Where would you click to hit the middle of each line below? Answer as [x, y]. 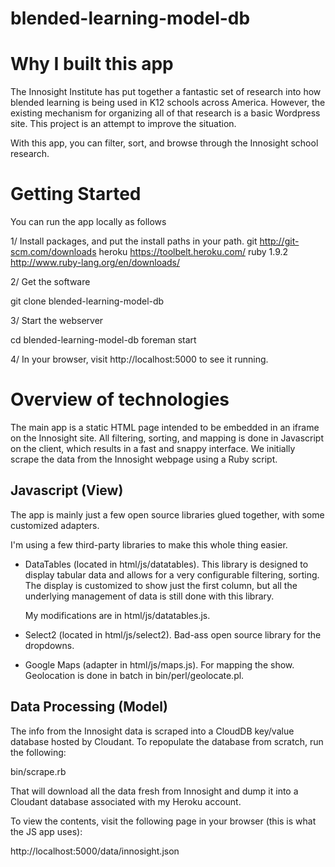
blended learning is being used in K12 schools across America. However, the [168, 103]
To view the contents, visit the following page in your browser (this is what [163, 821]
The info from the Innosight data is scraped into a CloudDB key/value [152, 731]
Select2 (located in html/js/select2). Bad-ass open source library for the [173, 634]
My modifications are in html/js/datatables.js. [117, 615]
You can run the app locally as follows [88, 222]
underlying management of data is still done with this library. [149, 596]
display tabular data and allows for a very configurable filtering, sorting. [172, 574]
